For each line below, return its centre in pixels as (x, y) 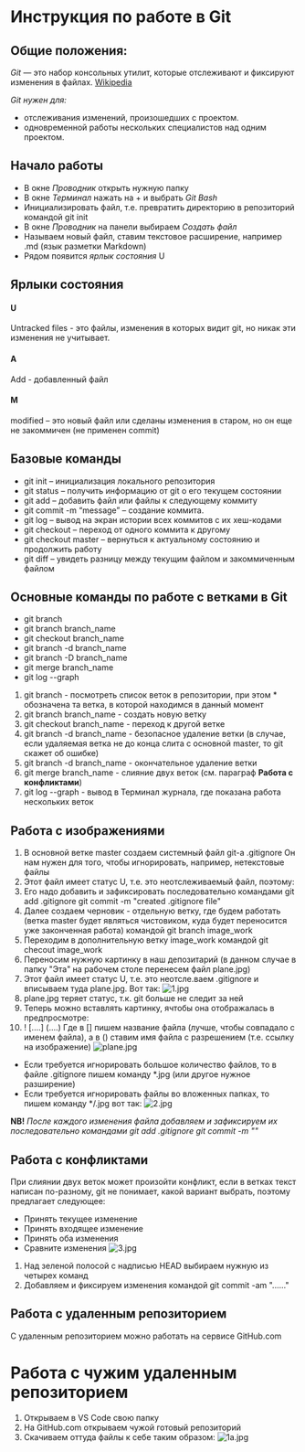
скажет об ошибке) (61, 753)
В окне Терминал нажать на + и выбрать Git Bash (121, 198)
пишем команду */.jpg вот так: (83, 1104)
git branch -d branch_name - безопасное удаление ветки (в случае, (154, 734)
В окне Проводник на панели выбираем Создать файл (130, 227)
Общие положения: (69, 51)
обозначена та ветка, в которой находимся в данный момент (143, 705)
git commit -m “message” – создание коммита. (114, 510)
